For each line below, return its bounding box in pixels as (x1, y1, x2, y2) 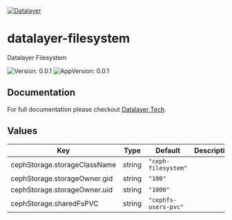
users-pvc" (148, 203, 184, 210)
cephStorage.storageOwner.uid (10, 185, 113, 194)
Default (155, 146, 181, 155)
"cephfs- (148, 196, 177, 203)
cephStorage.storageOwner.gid (10, 173, 113, 183)
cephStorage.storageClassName (10, 159, 117, 169)
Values (7, 125, 38, 137)
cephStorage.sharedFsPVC (10, 199, 99, 208)
